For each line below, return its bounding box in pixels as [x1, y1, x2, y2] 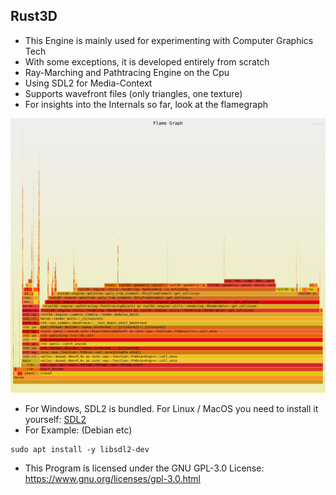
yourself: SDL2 [24, 413, 87, 425]
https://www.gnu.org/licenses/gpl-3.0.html [24, 472, 201, 484]
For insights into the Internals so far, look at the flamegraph [24, 98, 269, 110]
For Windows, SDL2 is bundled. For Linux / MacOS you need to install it [24, 402, 319, 414]
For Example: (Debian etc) [24, 424, 133, 436]
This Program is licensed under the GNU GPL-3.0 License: [24, 462, 265, 474]
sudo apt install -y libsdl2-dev [10, 444, 150, 454]
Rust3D [10, 8, 58, 25]
